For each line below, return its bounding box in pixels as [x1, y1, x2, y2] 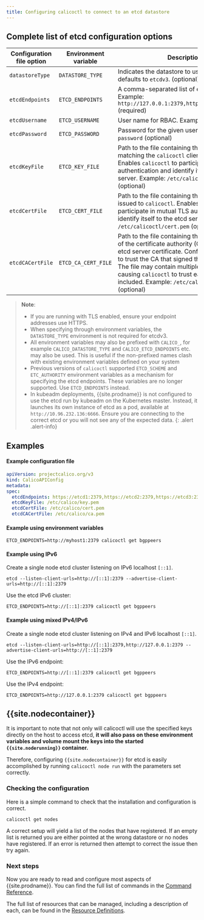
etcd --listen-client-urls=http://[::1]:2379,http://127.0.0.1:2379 [6, 641, 183, 648]
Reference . [6, 888, 34, 896]
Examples [6, 440, 44, 451]
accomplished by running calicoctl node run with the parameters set [6, 763, 181, 770]
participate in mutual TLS [117, 207, 189, 215]
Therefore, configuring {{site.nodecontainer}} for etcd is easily [6, 756, 167, 763]
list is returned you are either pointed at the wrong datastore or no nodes [6, 833, 188, 841]
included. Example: [117, 278, 172, 287]
